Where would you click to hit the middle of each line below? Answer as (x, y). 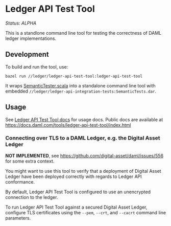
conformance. (20, 182)
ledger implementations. (31, 38)
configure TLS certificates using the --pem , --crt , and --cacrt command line (86, 212)
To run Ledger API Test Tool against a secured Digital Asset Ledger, (76, 207)
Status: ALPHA (21, 23)
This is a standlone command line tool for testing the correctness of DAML (83, 33)
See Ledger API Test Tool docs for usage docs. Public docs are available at (84, 119)
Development (27, 54)
